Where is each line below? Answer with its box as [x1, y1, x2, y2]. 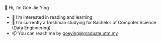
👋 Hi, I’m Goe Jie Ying [4, 5, 49, 10]
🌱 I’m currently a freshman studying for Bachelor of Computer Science [11, 20, 157, 25]
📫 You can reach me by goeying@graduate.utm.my [11, 30, 118, 36]
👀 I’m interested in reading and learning [11, 14, 92, 20]
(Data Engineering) [11, 25, 51, 31]
